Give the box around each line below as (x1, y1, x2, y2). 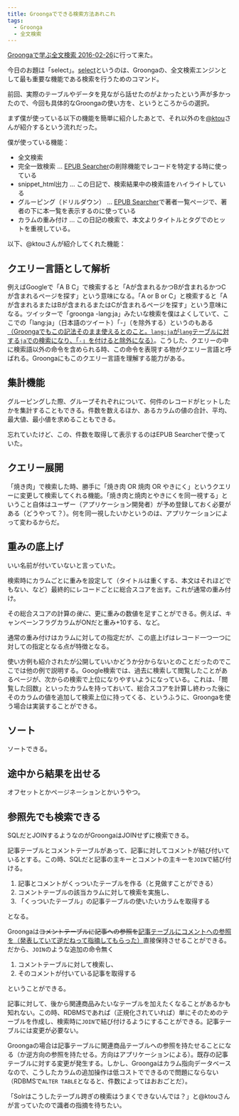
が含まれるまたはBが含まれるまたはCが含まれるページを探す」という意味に (7, 301, 228, 309)
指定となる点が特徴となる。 (31, 642, 113, 651)
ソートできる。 (7, 745, 51, 753)
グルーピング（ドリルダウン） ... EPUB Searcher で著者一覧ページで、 (17, 197, 221, 207)
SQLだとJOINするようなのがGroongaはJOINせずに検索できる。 (7, 831, 193, 839)
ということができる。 (7, 984, 70, 993)
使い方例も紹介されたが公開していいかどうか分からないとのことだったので (7, 657, 225, 666)
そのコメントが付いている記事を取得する (17, 968, 137, 977)
